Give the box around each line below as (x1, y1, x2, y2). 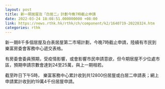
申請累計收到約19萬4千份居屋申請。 (5, 79, 77, 85)
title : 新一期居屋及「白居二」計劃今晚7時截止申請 (5, 12, 96, 17)
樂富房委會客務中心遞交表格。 (5, 45, 65, 51)
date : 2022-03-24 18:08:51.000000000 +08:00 (5, 16, 98, 21)
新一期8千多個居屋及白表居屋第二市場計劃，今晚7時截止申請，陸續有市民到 (5, 40, 157, 45)
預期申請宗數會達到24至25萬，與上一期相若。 (13, 62, 107, 68)
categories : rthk (5, 25, 41, 30)
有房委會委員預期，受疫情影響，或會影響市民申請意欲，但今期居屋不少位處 (5, 56, 156, 62)
